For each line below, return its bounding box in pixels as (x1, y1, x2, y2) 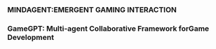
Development (7, 32, 55, 42)
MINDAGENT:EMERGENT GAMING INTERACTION (7, 5, 177, 15)
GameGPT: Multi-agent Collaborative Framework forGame (7, 23, 210, 33)
